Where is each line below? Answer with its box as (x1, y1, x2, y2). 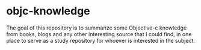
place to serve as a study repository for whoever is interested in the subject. (6, 37, 196, 44)
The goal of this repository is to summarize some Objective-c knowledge (6, 24, 187, 31)
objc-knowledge (6, 4, 90, 18)
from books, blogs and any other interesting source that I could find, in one (6, 30, 192, 37)
